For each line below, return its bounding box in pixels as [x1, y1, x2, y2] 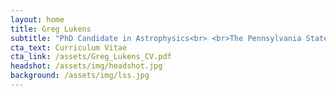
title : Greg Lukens [10, 24, 92, 34]
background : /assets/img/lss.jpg [10, 71, 150, 81]
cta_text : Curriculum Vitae [10, 42, 128, 53]
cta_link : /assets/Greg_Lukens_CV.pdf [10, 52, 172, 62]
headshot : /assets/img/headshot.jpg [10, 61, 163, 71]
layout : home [10, 14, 65, 25]
